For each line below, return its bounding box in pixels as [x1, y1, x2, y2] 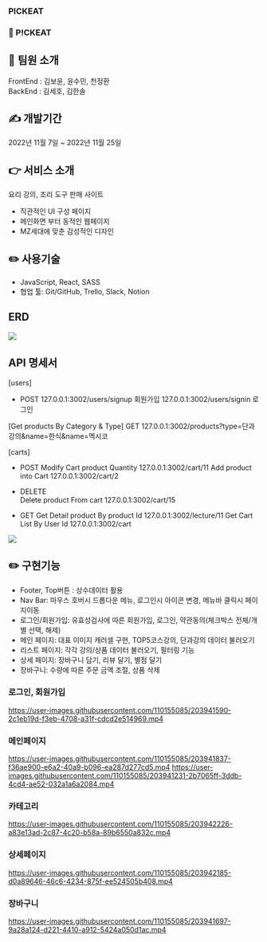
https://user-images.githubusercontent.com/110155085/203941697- [8, 916, 231, 926]
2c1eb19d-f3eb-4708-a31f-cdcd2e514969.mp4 [8, 714, 164, 723]
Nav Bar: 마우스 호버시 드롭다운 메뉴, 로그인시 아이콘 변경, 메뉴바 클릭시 [19, 595, 244, 605]
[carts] [8, 447, 30, 456]
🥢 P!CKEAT [8, 26, 52, 37]
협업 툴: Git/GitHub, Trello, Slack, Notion [19, 287, 150, 297]
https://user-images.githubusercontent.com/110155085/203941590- [8, 705, 232, 715]
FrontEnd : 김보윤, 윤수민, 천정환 [8, 76, 110, 85]
